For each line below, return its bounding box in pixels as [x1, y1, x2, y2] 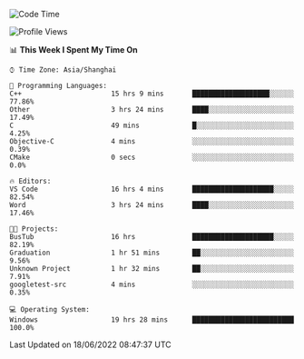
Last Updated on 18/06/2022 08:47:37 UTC [9, 339, 172, 350]
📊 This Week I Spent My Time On [9, 45, 138, 55]
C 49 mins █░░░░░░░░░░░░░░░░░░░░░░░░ [9, 121, 295, 130]
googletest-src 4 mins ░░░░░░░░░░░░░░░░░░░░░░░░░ [9, 280, 295, 289]
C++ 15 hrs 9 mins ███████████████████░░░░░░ [9, 89, 295, 98]
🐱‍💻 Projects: [9, 224, 59, 234]
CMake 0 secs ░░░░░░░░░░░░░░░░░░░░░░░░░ [9, 153, 295, 162]
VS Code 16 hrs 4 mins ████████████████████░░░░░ [9, 184, 295, 194]
